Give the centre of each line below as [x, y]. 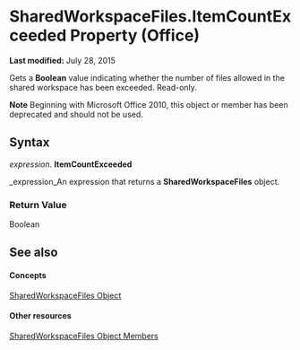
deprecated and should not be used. [76, 114]
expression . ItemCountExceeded [71, 164]
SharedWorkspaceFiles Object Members [84, 336]
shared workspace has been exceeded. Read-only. [103, 87]
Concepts [28, 276]
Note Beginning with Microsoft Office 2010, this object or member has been [149, 104]
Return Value [38, 205]
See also [34, 253]
